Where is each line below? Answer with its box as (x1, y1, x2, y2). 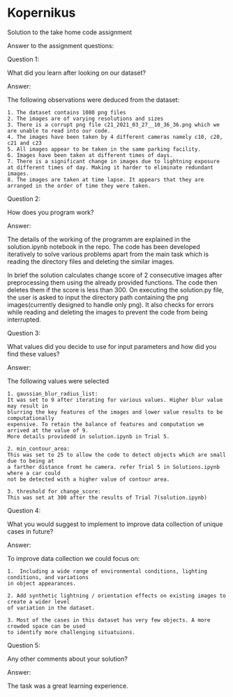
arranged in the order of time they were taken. (7, 182, 151, 189)
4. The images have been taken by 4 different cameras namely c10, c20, (7, 133, 223, 140)
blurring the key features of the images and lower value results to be (7, 408, 223, 416)
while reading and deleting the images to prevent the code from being (7, 308, 208, 316)
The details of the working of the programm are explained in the (7, 235, 191, 243)
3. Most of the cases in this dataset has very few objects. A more (7, 616, 211, 624)
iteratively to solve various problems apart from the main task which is (7, 250, 209, 258)
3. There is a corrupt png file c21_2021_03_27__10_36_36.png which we (7, 121, 220, 128)
